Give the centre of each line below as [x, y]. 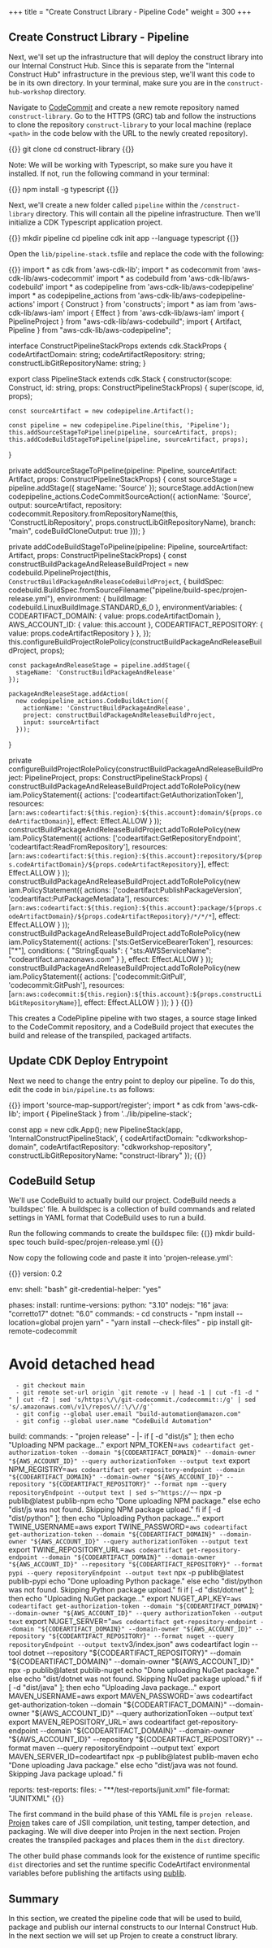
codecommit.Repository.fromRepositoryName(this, [93, 513]
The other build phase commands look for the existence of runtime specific [134, 1856]
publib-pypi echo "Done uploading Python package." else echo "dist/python [136, 1581]
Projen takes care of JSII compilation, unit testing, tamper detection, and [129, 1823]
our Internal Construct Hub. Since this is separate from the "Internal [121, 65]
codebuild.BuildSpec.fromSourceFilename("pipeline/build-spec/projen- [128, 590]
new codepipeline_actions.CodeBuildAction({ [92, 701]
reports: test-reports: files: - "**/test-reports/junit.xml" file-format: [119, 1790]
